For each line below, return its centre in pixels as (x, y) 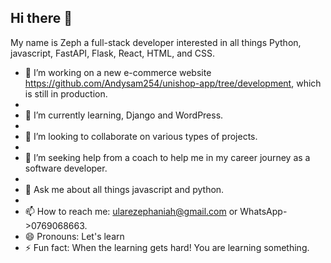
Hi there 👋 (41, 18)
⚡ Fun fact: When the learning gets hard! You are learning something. (167, 247)
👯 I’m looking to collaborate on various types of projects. (141, 136)
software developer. (66, 168)
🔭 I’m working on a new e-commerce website (118, 72)
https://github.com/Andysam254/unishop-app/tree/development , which (173, 83)
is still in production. (66, 93)
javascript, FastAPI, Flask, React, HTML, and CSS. (113, 53)
